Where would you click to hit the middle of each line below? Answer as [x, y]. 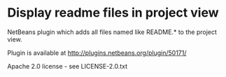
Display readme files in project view [113, 13]
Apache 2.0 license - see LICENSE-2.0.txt [68, 66]
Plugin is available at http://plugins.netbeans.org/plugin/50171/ [97, 53]
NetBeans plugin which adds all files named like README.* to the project [112, 32]
